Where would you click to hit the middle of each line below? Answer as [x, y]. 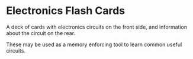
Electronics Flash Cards [66, 11]
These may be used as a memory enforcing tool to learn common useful [94, 44]
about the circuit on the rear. [41, 33]
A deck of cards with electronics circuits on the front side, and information [97, 27]
